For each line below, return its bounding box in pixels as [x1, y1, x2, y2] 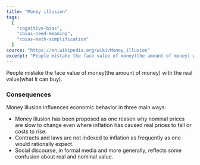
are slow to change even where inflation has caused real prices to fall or [14, 121, 192, 128]
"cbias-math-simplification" [17, 36, 89, 42]
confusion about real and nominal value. [14, 153, 114, 160]
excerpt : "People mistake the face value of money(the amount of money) [6, 53, 190, 59]
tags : [6, 14, 20, 20]
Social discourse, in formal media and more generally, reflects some [14, 147, 182, 154]
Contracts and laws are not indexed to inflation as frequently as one [14, 134, 182, 141]
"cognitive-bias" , [17, 25, 62, 31]
